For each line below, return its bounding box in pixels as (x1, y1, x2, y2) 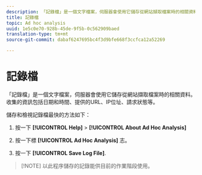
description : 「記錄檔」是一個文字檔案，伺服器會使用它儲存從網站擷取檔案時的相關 (6, 8, 189, 15)
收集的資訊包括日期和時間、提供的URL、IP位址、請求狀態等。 (6, 98, 159, 105)
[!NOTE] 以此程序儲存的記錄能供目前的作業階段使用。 (20, 162, 153, 169)
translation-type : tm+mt (6, 31, 69, 37)
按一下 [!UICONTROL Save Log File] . (14, 149, 106, 156)
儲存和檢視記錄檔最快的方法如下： (6, 111, 91, 118)
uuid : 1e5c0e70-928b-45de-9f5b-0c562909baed (6, 25, 120, 32)
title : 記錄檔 (6, 14, 39, 20)
